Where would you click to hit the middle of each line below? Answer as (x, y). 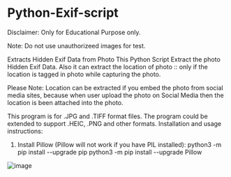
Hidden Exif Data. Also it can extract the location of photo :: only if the (107, 66)
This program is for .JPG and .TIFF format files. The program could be (107, 116)
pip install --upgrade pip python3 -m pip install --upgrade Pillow (110, 152)
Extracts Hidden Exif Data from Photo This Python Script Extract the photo (114, 59)
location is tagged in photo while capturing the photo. (84, 74)
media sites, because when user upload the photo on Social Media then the (116, 95)
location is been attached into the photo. (65, 102)
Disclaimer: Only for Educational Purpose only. (74, 32)
